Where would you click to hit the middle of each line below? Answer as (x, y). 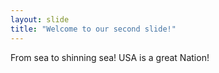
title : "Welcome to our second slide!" (93, 29)
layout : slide (40, 19)
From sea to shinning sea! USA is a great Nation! (110, 57)
